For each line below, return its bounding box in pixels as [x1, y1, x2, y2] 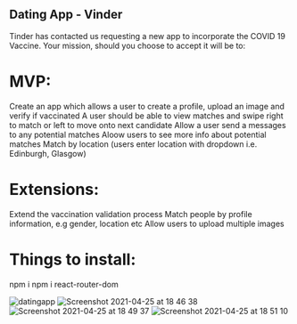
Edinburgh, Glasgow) [9, 148, 87, 158]
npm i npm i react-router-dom [9, 279, 119, 289]
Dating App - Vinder [9, 7, 123, 22]
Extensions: [9, 179, 100, 199]
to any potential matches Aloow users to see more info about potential [9, 129, 267, 140]
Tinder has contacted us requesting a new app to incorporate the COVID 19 [9, 30, 285, 41]
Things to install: [9, 249, 136, 270]
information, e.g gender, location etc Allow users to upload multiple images [9, 218, 285, 229]
